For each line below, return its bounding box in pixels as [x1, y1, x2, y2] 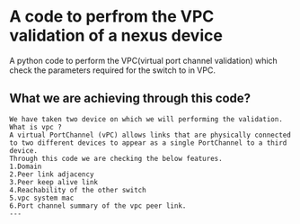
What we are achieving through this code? [9, 91, 251, 106]
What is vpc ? [9, 122, 63, 131]
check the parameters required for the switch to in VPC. [9, 65, 216, 76]
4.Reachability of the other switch [9, 185, 146, 194]
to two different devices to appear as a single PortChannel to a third [9, 138, 287, 148]
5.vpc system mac [9, 193, 75, 202]
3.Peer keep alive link [9, 177, 99, 186]
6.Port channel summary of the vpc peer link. [9, 201, 187, 211]
